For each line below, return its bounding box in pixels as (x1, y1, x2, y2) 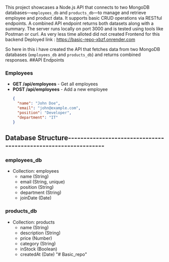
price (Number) (20, 235, 52, 241)
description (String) (20, 230, 61, 236)
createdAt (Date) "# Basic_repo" (20, 251, 87, 257)
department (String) (20, 189, 62, 196)
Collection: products (12, 219, 55, 225)
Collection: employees (12, 168, 59, 174)
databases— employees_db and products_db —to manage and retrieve (5, 10, 146, 16)
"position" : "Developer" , (17, 110, 72, 115)
